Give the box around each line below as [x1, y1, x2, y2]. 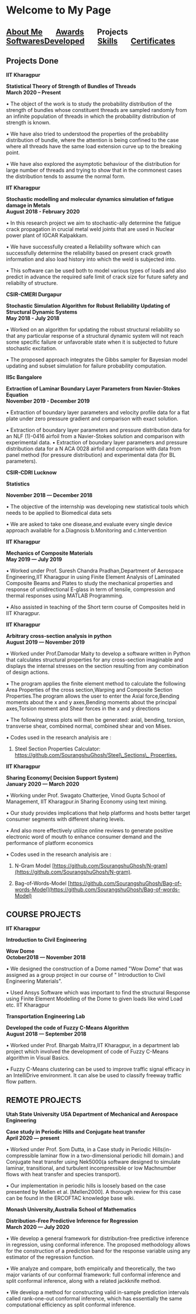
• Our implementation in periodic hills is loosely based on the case [6, 1182, 166, 1189]
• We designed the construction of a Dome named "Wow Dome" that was [6, 965, 183, 972]
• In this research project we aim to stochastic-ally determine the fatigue [6, 219, 181, 226]
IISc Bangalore [6, 374, 42, 381]
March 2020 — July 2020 [6, 1224, 70, 1231]
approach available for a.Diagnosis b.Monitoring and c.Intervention [6, 527, 167, 534]
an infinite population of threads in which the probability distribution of [6, 113, 176, 120]
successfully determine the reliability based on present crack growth [6, 250, 171, 257]
